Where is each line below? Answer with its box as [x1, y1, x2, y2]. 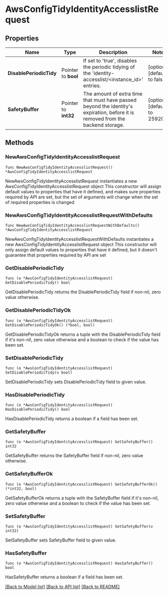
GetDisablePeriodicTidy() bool [5, 280, 70, 285]
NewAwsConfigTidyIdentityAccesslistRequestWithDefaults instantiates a [5, 236, 154, 242]
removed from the [83, 115, 125, 122]
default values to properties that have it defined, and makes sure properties [5, 188, 161, 194]
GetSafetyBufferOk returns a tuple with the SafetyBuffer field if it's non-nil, [5, 495, 159, 501]
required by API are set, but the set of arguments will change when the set [5, 194, 158, 200]
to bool [61, 73, 78, 79]
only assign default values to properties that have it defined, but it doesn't [5, 246, 157, 253]
